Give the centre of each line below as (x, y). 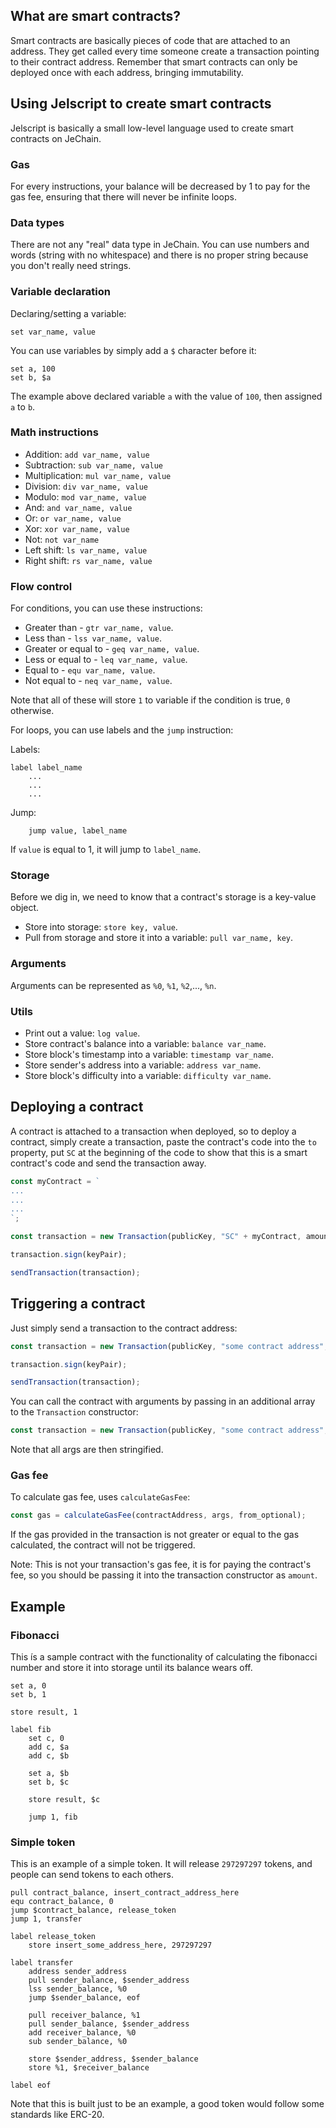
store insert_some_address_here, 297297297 (120, 1945)
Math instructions (54, 432)
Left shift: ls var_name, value (86, 550)
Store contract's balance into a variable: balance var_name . (145, 1043)
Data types (37, 222)
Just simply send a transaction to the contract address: (124, 1328)
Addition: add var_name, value (87, 454)
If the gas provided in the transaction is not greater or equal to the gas (155, 1535)
